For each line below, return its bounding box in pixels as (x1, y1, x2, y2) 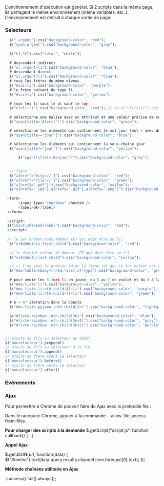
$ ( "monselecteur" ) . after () (5, 367, 60, 372)
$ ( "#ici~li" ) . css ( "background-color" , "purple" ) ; (9, 83, 112, 88)
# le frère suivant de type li (9, 87, 73, 92)
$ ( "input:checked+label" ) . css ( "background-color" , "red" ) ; (7, 223, 130, 228)
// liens (9, 168, 27, 174)
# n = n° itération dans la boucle (9, 300, 82, 305)
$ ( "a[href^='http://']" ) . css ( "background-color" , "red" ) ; (9, 173, 130, 178)
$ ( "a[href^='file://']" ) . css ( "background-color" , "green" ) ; (9, 178, 134, 182)
